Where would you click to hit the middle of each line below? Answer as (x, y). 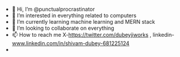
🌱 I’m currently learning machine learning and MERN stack (83, 22)
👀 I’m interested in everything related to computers (74, 15)
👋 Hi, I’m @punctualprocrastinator (53, 9)
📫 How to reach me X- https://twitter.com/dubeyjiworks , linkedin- (93, 35)
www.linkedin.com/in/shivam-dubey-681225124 (71, 43)
